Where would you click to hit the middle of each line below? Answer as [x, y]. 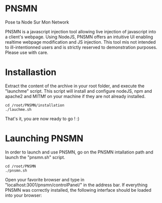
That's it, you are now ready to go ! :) [42, 119]
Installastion [31, 72]
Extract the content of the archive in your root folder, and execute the [75, 86]
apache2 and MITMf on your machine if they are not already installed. [75, 96]
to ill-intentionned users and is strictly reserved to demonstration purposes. [81, 47]
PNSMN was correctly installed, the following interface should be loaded [78, 190]
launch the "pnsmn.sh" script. [35, 157]
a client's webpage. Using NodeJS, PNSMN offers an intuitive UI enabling [79, 37]
